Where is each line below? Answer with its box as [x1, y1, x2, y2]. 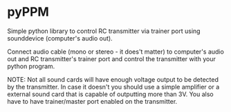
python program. [7, 62, 55, 70]
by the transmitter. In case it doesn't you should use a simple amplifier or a [7, 82, 220, 91]
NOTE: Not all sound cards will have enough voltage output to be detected [7, 75, 219, 83]
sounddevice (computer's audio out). [7, 34, 113, 42]
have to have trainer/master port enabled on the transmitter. [7, 97, 178, 105]
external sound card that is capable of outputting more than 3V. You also [7, 90, 214, 98]
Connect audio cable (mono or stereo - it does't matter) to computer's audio [7, 47, 225, 56]
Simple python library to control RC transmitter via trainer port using [7, 27, 201, 35]
